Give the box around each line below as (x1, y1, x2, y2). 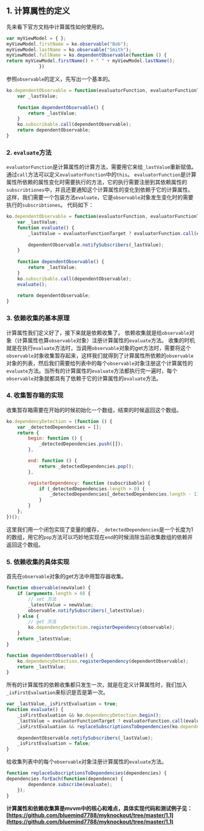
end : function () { (28, 458, 78, 464)
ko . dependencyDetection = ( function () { (6, 418, 113, 424)
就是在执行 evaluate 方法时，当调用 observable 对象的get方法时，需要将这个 (6, 344, 191, 351)
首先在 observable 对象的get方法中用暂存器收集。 (6, 573, 127, 580)
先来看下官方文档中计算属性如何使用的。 (6, 23, 107, 30)
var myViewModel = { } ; (6, 35, 67, 41)
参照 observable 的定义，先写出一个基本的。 (6, 75, 114, 83)
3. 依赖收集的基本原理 (6, 314, 70, 323)
